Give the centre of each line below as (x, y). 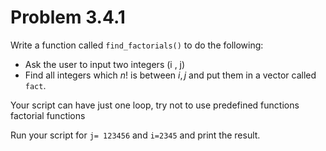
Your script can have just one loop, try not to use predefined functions (155, 105)
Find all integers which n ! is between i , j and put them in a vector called (170, 75)
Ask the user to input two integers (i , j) (105, 64)
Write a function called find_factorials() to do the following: (137, 45)
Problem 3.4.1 (68, 17)
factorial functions (48, 115)
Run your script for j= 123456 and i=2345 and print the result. (135, 135)
